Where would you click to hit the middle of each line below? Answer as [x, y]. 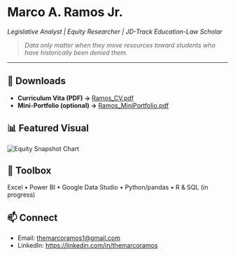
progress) [21, 195]
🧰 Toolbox [29, 170]
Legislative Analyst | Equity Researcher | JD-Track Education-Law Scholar [115, 31]
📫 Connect [33, 218]
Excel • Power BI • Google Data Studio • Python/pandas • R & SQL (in [108, 187]
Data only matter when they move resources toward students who [120, 45]
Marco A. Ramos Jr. [65, 12]
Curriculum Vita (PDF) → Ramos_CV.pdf [76, 98]
